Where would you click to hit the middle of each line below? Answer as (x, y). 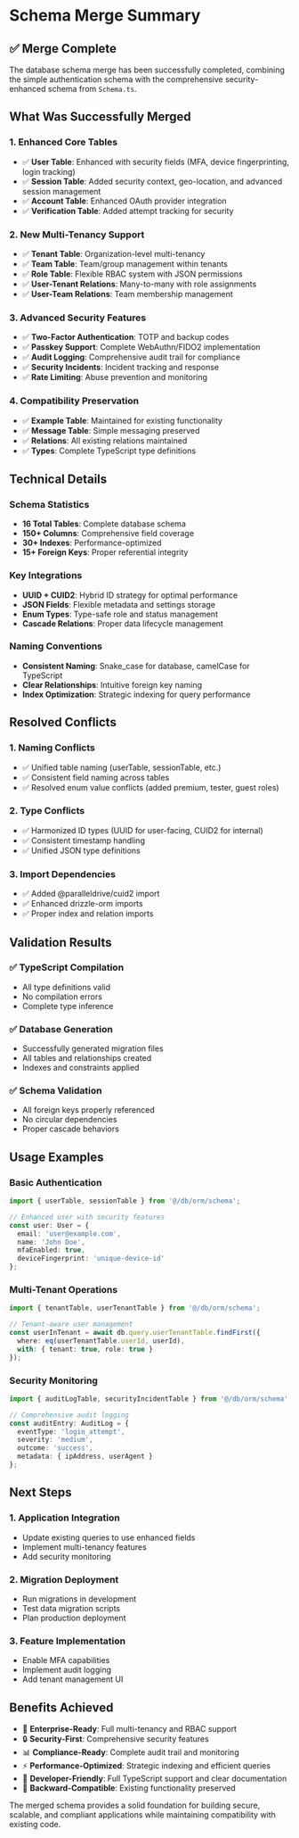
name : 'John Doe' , (52, 1242)
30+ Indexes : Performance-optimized (92, 543)
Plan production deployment (74, 1618)
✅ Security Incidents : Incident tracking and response (121, 368)
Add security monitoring (66, 1556)
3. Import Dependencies (62, 873)
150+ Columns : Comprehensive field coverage (108, 534)
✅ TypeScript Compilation (67, 967)
